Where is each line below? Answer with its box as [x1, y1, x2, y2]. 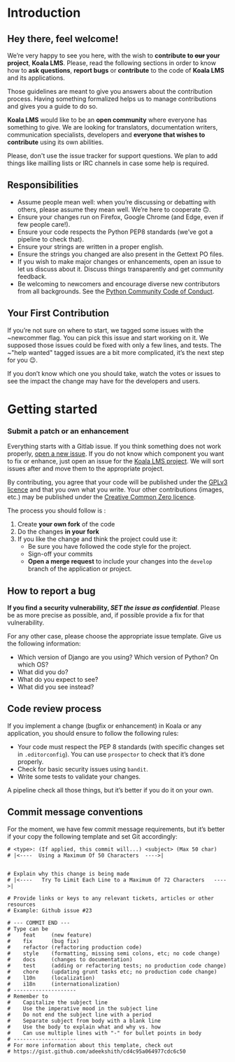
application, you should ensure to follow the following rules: [7, 729, 179, 737]
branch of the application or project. [27, 565, 132, 573]
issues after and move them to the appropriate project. [7, 464, 164, 473]
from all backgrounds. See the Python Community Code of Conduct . [17, 287, 215, 295]
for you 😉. [7, 356, 38, 364]
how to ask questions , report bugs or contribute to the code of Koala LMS [7, 67, 225, 74]
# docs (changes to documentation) [7, 956, 133, 963]
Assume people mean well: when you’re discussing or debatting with [17, 197, 216, 206]
